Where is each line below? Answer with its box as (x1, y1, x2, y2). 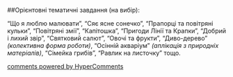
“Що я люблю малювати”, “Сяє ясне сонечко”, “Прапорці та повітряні (7, 19, 214, 27)
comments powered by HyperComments (7, 62, 124, 70)
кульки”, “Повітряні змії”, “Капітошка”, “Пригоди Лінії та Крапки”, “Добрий (7, 27, 227, 35)
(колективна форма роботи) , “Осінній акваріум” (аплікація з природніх (7, 42, 219, 49)
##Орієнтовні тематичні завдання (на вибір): (7, 6, 140, 14)
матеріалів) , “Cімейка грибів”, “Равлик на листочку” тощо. (7, 49, 181, 57)
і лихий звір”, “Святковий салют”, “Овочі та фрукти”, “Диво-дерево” (7, 34, 208, 42)
